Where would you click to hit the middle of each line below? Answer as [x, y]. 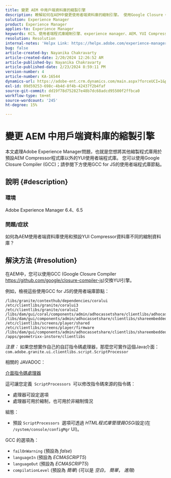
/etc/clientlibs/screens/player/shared [48, 323]
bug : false [17, 48]
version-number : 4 [25, 72]
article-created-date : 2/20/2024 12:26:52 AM [54, 58]
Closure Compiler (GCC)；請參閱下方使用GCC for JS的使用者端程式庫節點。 [85, 165]
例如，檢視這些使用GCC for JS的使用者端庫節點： [57, 291]
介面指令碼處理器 [23, 373]
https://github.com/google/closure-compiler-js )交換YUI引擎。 [70, 280]
